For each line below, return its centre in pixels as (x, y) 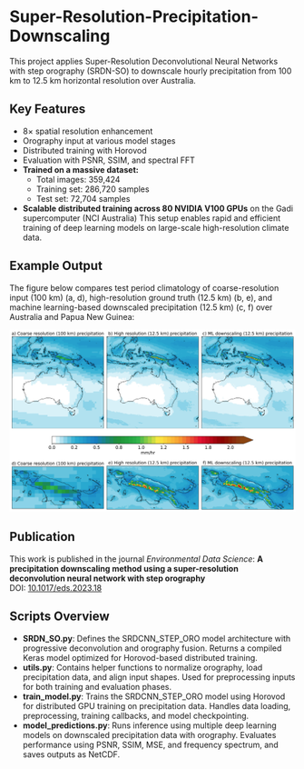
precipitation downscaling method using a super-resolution (124, 568)
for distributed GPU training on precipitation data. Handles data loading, (157, 705)
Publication (42, 537)
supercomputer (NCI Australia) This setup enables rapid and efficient (152, 218)
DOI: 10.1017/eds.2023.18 (56, 587)
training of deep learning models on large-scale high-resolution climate (156, 227)
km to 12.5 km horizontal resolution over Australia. (103, 80)
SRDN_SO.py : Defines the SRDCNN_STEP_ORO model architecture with (157, 638)
